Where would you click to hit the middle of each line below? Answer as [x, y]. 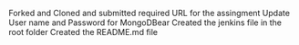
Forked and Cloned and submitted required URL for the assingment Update [149, 13]
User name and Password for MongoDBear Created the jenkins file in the [145, 22]
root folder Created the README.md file [83, 32]
